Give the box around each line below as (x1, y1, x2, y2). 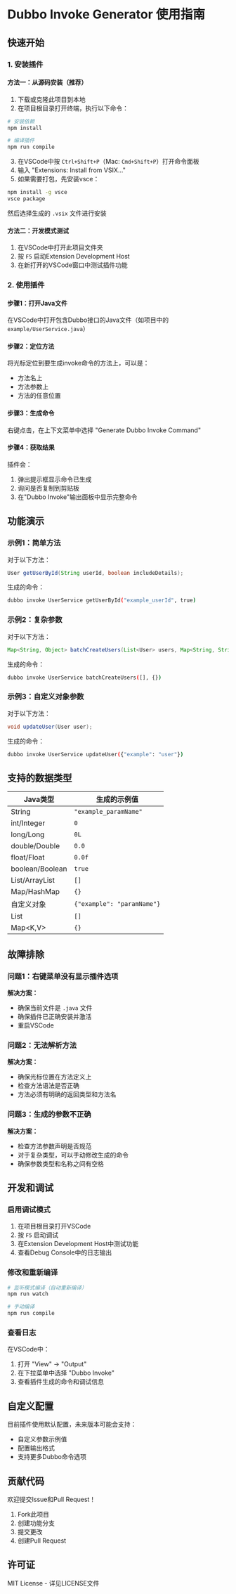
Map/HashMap (11, 887, 60, 897)
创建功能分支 (17, 1519, 55, 1527)
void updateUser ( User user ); (7, 723, 93, 730)
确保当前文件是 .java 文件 (17, 1003, 93, 1012)
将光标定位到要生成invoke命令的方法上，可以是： (7, 359, 150, 368)
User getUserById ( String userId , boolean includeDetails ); (7, 569, 184, 576)
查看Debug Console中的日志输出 (17, 1248, 112, 1257)
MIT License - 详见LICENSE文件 (7, 1579, 100, 1587)
